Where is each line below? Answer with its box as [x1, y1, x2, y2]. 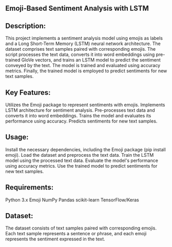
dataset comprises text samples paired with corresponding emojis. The [5, 46, 156, 52]
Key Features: [5, 88, 51, 97]
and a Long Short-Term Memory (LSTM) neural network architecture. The [5, 40, 161, 47]
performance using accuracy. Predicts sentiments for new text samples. [5, 118, 158, 125]
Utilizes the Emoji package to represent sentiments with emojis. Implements [5, 102, 165, 108]
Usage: [5, 133, 29, 141]
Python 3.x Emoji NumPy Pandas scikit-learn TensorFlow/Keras [5, 197, 140, 203]
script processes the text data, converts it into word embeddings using [5, 51, 155, 58]
